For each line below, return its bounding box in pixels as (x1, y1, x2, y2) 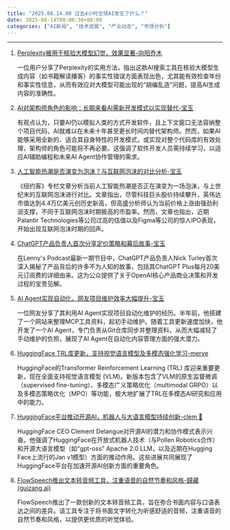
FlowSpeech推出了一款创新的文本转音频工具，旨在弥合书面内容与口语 (16, 498, 214, 507)
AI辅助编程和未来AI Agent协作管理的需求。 (23, 152, 144, 161)
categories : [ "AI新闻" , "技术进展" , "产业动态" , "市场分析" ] (7, 23, 171, 30)
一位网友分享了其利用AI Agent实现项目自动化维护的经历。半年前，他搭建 (16, 309, 222, 317)
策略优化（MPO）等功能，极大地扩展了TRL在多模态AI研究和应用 (40, 389, 222, 398)
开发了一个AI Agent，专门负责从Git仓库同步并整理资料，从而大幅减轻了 (16, 326, 218, 334)
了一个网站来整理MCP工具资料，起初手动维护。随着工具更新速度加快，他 (16, 317, 223, 326)
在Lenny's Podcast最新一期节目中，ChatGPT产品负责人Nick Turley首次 (16, 254, 218, 262)
